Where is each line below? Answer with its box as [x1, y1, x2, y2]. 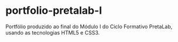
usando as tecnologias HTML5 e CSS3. [5, 29, 100, 36]
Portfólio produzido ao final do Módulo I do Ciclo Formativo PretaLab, [5, 23, 173, 30]
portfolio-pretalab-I [5, 4, 102, 17]
